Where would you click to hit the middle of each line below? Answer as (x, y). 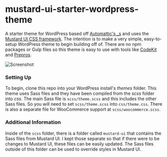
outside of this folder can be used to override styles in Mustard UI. (73, 149)
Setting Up (18, 77)
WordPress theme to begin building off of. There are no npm (80, 44)
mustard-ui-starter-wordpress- (72, 9)
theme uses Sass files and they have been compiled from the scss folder (80, 94)
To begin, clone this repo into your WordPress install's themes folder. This (81, 88)
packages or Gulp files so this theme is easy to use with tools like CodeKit (81, 49)
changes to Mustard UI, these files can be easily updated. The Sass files (79, 144)
